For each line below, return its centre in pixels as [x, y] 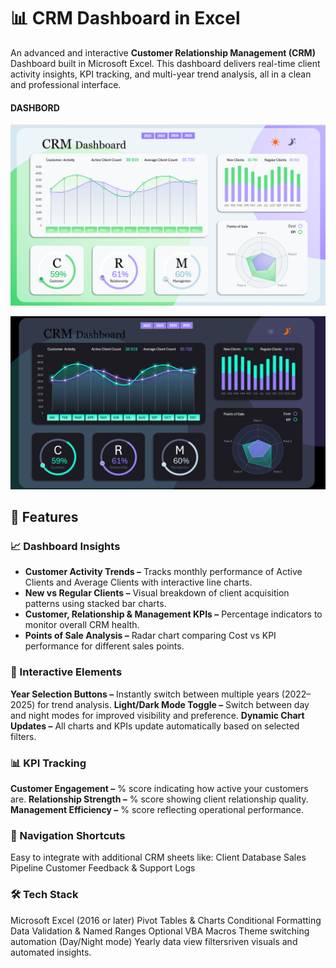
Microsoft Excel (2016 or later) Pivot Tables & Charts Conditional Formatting [166, 920]
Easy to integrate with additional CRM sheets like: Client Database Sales [158, 857]
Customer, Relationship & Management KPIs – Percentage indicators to [173, 614]
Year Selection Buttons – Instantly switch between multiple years [145, 694]
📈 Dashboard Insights [65, 546]
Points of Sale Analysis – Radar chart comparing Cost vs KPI [150, 636]
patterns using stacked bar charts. [95, 604]
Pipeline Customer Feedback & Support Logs [103, 868]
